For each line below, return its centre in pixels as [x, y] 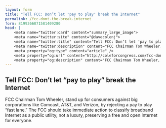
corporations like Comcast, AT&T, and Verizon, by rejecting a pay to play [79, 105]
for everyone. [19, 121]
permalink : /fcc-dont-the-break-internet [48, 19]
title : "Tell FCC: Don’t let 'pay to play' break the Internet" [73, 14]
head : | [13, 28]
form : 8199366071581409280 [33, 23]
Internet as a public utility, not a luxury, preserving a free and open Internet [81, 115]
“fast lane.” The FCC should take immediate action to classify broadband [79, 110]
